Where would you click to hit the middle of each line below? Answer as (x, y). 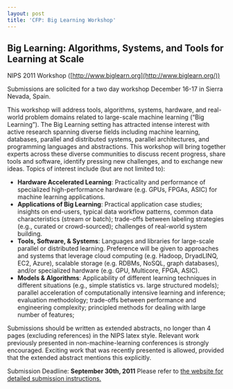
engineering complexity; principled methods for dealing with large (111, 308)
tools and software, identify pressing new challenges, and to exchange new (115, 162)
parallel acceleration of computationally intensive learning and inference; (121, 293)
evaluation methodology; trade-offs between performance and (106, 300)
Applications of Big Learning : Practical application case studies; (110, 205)
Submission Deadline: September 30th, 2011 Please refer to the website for (115, 371)
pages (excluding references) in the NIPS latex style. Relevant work (103, 336)
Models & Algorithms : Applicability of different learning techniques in (117, 278)
